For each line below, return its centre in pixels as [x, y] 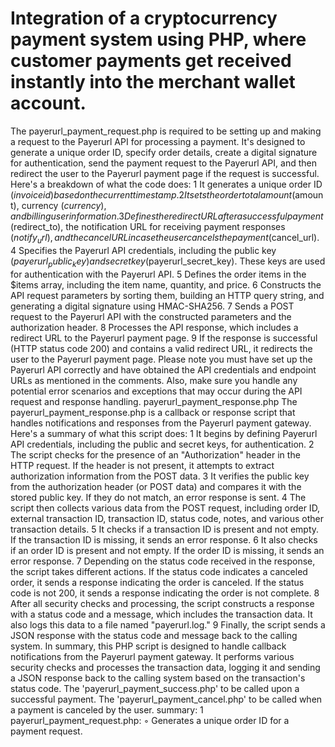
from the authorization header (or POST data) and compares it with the [156, 486]
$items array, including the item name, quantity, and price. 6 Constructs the [166, 284]
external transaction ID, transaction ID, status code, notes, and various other [167, 518]
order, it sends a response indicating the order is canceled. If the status [157, 582]
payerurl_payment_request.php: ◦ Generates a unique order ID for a [150, 720]
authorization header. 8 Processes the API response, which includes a [154, 327]
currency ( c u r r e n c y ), [64, 205]
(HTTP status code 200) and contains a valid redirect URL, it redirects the [161, 348]
